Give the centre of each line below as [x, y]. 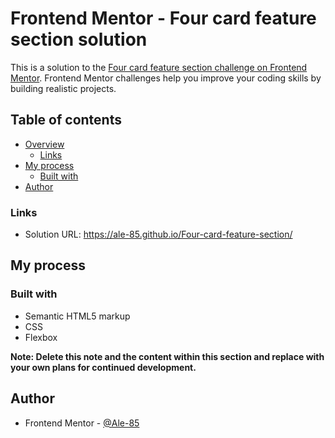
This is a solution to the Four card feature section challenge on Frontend [159, 67]
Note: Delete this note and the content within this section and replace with [167, 356]
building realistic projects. [63, 88]
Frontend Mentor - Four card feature [163, 18]
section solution [79, 39]
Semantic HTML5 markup [77, 316]
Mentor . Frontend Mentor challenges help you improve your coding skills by [166, 78]
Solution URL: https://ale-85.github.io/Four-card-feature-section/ [158, 234]
